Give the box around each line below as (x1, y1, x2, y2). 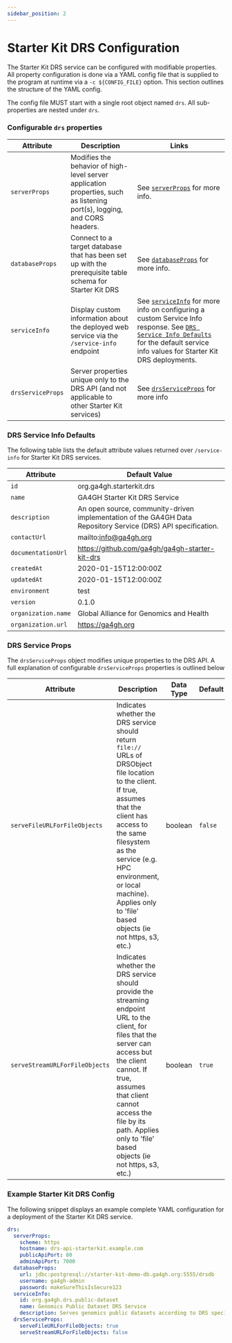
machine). (116, 889, 149, 899)
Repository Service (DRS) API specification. (77, 521, 219, 531)
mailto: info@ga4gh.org (77, 532, 152, 542)
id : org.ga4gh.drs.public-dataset (19, 1297, 119, 1304)
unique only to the (70, 375, 129, 384)
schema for (70, 276, 108, 286)
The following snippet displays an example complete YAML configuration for (7, 1205, 224, 1214)
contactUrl (10, 534, 46, 541)
